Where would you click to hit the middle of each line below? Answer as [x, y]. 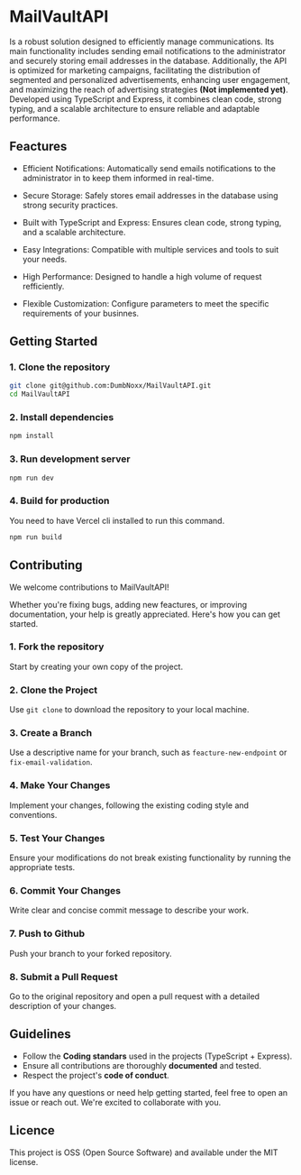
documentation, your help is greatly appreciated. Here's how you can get [145, 614]
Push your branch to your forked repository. [91, 953]
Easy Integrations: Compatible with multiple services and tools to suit [150, 249]
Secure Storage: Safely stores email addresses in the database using [150, 195]
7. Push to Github [47, 933]
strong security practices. [70, 205]
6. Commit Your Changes [65, 890]
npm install [32, 436]
